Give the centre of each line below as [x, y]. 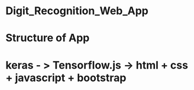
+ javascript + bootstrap [66, 78]
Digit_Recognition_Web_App [77, 11]
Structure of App [48, 38]
